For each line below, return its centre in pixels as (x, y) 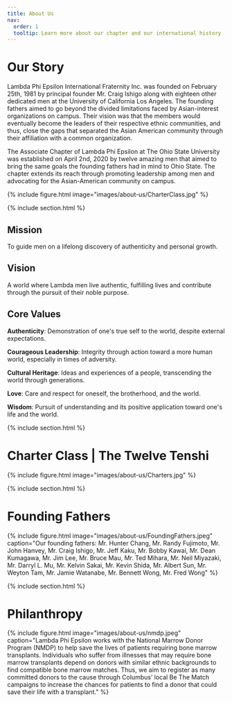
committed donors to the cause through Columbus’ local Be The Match (108, 677)
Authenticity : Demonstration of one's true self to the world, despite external (116, 331)
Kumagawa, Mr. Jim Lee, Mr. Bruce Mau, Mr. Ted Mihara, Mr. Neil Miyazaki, (114, 558)
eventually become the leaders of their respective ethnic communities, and (114, 124)
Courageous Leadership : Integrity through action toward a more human (110, 352)
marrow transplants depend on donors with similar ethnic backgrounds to (112, 663)
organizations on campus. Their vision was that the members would (104, 116)
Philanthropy (45, 614)
